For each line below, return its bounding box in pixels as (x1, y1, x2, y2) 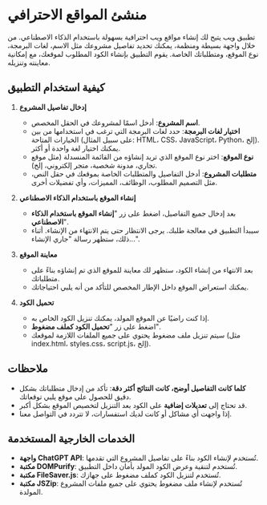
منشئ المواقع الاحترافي (7, 6, 148, 24)
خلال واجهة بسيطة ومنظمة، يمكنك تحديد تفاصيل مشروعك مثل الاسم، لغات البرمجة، (7, 40, 256, 50)
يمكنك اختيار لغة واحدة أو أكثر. (30, 143, 121, 153)
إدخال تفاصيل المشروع (18, 102, 87, 111)
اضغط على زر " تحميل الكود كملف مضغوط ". (30, 321, 161, 331)
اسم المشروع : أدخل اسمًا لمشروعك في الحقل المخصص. (30, 118, 200, 127)
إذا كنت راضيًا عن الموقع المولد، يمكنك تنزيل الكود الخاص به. (30, 313, 210, 322)
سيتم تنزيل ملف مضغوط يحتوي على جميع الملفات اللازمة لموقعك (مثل (30, 330, 241, 340)
